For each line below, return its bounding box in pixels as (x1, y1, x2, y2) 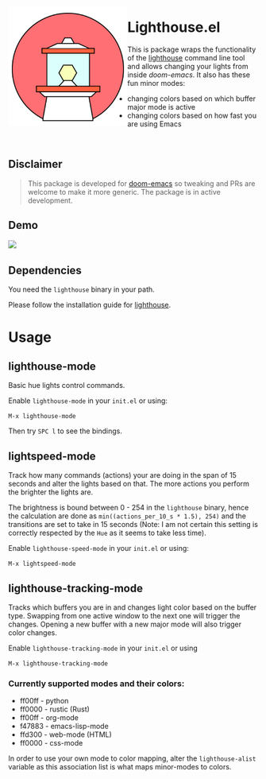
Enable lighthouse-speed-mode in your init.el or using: (8, 544, 189, 553)
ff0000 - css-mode (19, 738, 83, 748)
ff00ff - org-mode (19, 713, 79, 723)
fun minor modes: (127, 78, 186, 87)
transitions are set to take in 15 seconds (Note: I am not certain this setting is (8, 520, 258, 529)
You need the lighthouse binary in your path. (8, 285, 155, 294)
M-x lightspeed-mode (8, 560, 77, 568)
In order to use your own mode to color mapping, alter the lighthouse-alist (8, 754, 256, 763)
